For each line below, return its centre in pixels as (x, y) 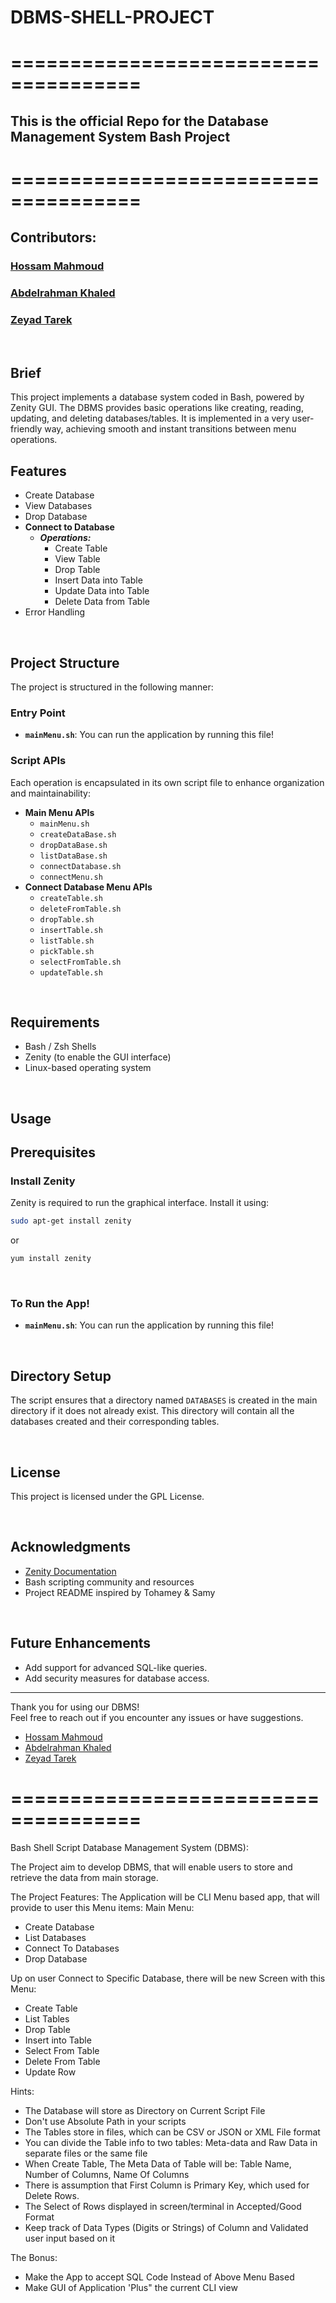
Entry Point (38, 713)
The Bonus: (34, 2257)
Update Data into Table (102, 591)
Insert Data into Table (98, 580)
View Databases (58, 506)
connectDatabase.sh (80, 866)
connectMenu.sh (71, 877)
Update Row (50, 2072)
